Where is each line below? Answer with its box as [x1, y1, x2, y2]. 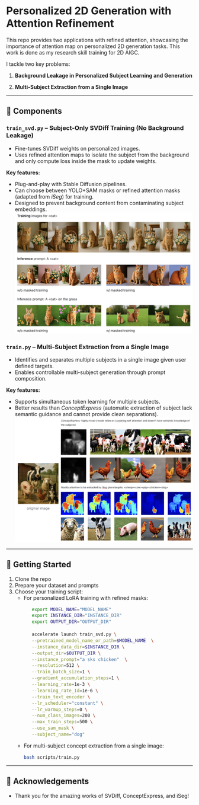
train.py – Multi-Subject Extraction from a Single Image [6, 343, 169, 351]
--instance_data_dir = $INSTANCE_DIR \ [31, 644, 125, 650]
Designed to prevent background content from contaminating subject [14, 199, 184, 206]
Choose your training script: [14, 588, 83, 595]
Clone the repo [14, 575, 52, 582]
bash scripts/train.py [23, 754, 80, 760]
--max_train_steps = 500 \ [31, 719, 93, 725]
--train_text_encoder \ [31, 694, 91, 700]
